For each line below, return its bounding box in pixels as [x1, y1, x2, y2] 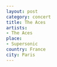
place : [6, 36, 22, 41]
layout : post [6, 8, 38, 15]
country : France [6, 47, 46, 52]
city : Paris [6, 52, 35, 58]
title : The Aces [6, 19, 46, 25]
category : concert [6, 14, 51, 20]
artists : [6, 24, 28, 31]
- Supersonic [6, 41, 38, 47]
